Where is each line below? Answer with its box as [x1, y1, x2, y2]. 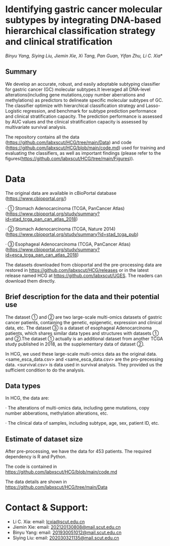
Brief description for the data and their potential [5, 293, 160, 301]
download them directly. [5, 278, 56, 284]
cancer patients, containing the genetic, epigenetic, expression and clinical [5, 319, 162, 325]
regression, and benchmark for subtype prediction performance [22, 108, 157, 114]
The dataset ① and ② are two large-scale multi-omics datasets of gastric [5, 314, 162, 320]
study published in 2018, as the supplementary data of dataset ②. [5, 341, 145, 347]
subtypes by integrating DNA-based [5, 14, 161, 26]
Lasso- [145, 103, 161, 109]
